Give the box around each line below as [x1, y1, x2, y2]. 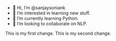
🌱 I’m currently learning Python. [12, 15, 79, 21]
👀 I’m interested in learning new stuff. [12, 10, 91, 16]
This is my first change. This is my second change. [5, 30, 111, 36]
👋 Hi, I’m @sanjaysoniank [12, 5, 66, 10]
